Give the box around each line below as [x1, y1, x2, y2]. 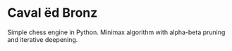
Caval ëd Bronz [7, 5, 98, 21]
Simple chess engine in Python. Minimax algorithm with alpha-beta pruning [7, 28, 226, 36]
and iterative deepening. [7, 35, 78, 43]
